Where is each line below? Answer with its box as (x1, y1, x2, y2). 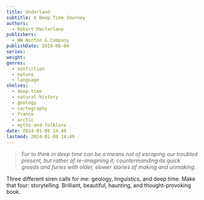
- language (12, 77, 40, 83)
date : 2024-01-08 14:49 (6, 128, 67, 134)
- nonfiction (12, 65, 45, 72)
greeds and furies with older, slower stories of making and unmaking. (21, 163, 196, 171)
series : (6, 49, 26, 55)
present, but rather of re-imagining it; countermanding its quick (21, 157, 181, 164)
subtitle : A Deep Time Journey (6, 15, 86, 21)
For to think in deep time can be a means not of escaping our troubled (21, 150, 198, 157)
